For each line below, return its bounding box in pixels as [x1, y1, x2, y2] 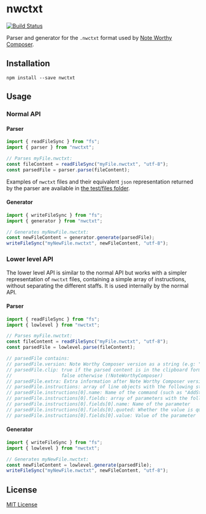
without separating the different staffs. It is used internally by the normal [6, 282, 189, 289]
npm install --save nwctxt [6, 74, 75, 81]
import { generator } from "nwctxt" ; [6, 217, 103, 224]
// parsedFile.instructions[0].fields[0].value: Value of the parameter [6, 412, 196, 419]
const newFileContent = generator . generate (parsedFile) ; [6, 235, 155, 241]
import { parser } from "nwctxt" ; [6, 144, 95, 150]
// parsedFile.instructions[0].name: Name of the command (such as [6, 389, 183, 396]
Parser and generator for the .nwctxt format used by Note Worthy [6, 34, 172, 41]
